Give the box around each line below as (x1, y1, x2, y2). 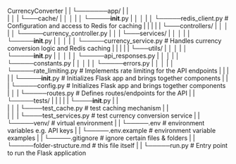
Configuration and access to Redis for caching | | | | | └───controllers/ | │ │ (7, 22, 229, 30)
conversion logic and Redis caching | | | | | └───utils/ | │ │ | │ (7, 44, 187, 52)
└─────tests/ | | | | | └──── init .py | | (7, 96, 118, 105)
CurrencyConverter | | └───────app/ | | (7, 7, 129, 15)
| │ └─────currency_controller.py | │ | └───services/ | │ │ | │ (7, 29, 192, 37)
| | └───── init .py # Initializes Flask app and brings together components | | (7, 74, 228, 82)
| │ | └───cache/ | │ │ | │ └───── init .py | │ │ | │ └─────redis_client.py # (7, 14, 229, 23)
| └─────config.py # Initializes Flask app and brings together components (7, 82, 226, 89)
